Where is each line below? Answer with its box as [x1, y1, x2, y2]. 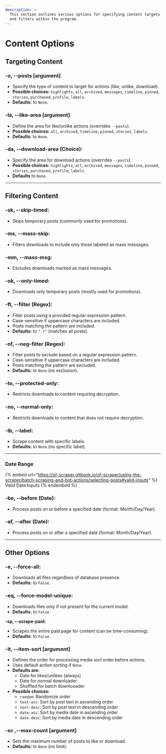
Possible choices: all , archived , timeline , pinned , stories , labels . [12, 128, 149, 134]
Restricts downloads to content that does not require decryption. [12, 414, 144, 421]
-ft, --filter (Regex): [5, 301, 53, 308]
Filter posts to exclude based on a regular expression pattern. [12, 352, 138, 358]
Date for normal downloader [19, 678, 78, 684]
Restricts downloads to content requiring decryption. [12, 391, 120, 397]
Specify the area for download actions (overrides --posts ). [12, 157, 132, 163]
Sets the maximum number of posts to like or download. [12, 738, 126, 744]
